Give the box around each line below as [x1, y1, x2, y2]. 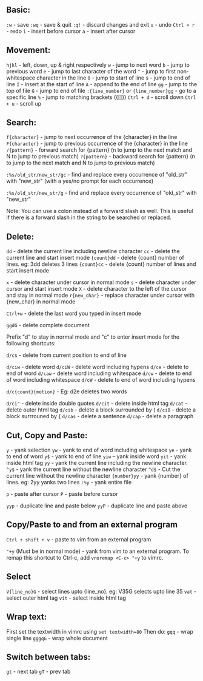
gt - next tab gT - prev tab [6, 668, 71, 676]
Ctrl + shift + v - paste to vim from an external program [6, 535, 151, 543]
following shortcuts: [6, 340, 56, 347]
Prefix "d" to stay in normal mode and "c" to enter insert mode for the [6, 333, 180, 340]
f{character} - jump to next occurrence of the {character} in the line [6, 134, 178, 141]
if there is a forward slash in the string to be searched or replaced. [6, 214, 171, 221]
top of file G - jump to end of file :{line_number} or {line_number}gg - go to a [6, 87, 197, 94]
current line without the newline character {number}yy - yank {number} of [6, 472, 189, 479]
